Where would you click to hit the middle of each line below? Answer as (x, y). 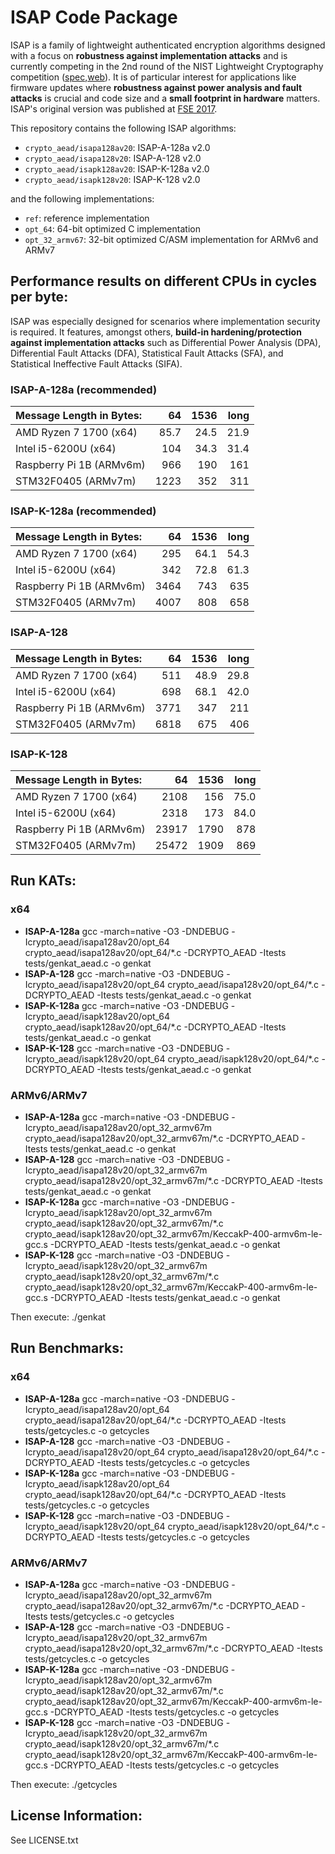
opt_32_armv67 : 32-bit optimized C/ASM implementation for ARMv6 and (171, 239)
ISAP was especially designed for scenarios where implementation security (165, 321)
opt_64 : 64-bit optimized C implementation (112, 228)
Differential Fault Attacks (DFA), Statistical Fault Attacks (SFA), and (147, 353)
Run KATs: (43, 881)
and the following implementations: (82, 198)
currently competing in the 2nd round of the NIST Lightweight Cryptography (167, 66)
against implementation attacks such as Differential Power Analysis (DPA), (166, 342)
